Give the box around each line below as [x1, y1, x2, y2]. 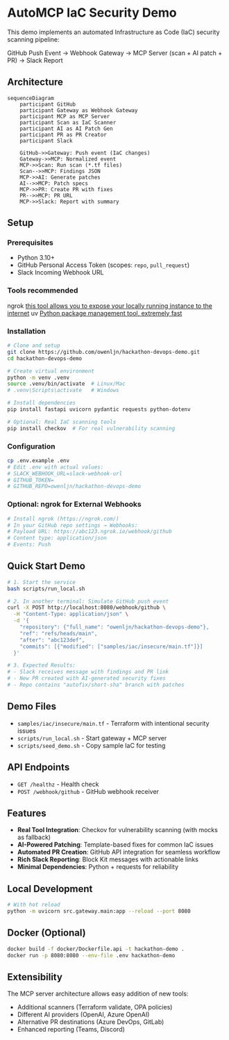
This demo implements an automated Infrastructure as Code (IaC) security [7, 28, 220, 36]
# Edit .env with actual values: [7, 464, 104, 471]
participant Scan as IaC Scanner [19, 119, 117, 126]
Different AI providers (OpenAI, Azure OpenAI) [17, 1010, 150, 1019]
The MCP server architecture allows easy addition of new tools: [7, 989, 189, 998]
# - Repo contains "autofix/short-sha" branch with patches [7, 681, 185, 689]
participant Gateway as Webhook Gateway [19, 106, 138, 114]
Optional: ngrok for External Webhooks [7, 499, 142, 509]
